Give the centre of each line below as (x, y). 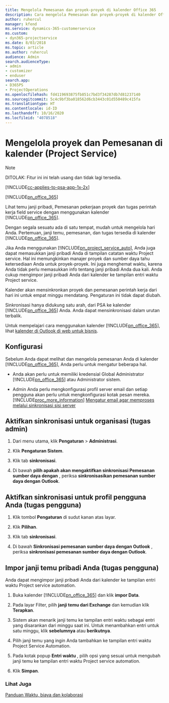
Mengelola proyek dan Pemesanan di (84, 143)
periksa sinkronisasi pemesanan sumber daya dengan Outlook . (79, 552)
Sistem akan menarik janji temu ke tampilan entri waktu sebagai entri (83, 620)
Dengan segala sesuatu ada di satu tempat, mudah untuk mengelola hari (80, 227)
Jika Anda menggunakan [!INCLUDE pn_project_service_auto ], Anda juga (80, 247)
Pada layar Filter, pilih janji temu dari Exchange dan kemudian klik (81, 605)
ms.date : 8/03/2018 (26, 43)
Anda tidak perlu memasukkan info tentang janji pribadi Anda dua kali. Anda (84, 269)
